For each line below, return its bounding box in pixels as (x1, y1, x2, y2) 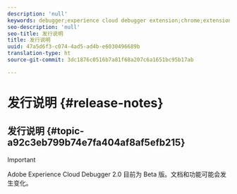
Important (7, 155, 36, 164)
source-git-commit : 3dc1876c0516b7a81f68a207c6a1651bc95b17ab (7, 56, 194, 63)
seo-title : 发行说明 (7, 30, 63, 37)
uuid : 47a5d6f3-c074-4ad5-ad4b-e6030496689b (7, 43, 140, 50)
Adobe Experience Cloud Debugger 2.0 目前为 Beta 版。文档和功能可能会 (7, 170, 221, 178)
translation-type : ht (7, 50, 71, 57)
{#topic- (46, 125, 85, 138)
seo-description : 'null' (7, 23, 80, 30)
